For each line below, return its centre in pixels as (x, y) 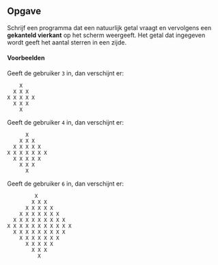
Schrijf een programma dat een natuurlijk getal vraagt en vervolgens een (109, 27)
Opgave (24, 11)
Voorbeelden (26, 58)
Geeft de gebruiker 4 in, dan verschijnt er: (66, 123)
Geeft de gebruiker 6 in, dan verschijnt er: (66, 184)
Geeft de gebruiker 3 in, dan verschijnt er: (66, 73)
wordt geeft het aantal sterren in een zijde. (67, 42)
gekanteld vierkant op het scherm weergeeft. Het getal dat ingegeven (106, 35)
